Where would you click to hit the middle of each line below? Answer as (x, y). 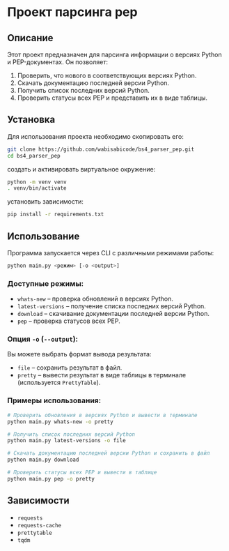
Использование (44, 236)
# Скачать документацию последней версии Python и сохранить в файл (109, 453)
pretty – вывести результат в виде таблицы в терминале (102, 375)
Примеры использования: (54, 400)
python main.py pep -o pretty (51, 478)
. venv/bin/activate (37, 188)
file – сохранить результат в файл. (70, 368)
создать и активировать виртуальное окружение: (81, 169)
